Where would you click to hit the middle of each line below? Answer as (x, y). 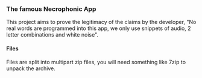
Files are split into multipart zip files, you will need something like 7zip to (96, 62)
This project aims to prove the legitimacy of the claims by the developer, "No (101, 22)
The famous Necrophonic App (51, 9)
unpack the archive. (31, 68)
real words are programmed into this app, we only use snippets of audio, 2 (99, 28)
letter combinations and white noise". (52, 35)
